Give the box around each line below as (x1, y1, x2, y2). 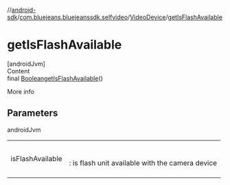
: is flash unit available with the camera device (69, 158, 218, 167)
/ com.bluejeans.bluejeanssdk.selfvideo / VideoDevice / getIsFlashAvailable (16, 13, 223, 21)
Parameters (7, 108, 58, 119)
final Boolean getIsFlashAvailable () (7, 74, 103, 82)
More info (7, 87, 35, 95)
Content (7, 66, 30, 75)
